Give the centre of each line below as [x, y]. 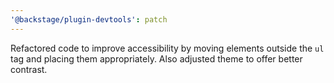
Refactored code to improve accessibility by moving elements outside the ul [167, 48]
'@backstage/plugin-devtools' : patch [89, 19]
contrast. [29, 69]
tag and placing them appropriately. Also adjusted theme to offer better [156, 58]
